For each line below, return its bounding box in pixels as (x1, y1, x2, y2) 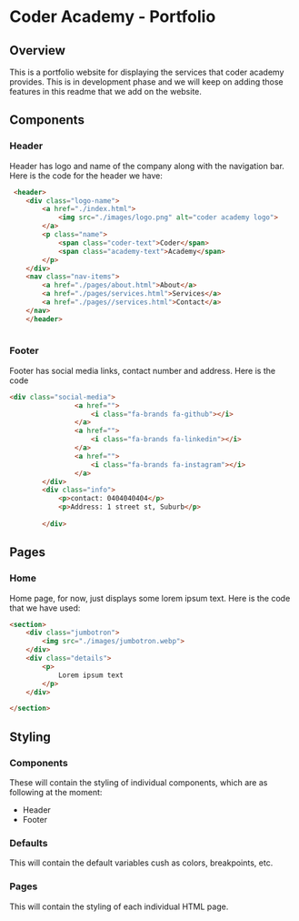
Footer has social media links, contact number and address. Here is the (9, 365, 275, 376)
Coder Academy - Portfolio (9, 6, 216, 27)
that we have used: (9, 602, 81, 613)
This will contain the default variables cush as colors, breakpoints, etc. (9, 857, 274, 868)
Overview (9, 43, 66, 58)
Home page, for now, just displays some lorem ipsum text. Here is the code (9, 592, 291, 603)
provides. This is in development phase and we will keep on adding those (9, 76, 284, 87)
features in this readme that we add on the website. (9, 86, 203, 96)
